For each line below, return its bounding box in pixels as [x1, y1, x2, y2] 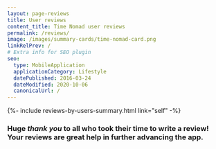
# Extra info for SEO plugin [7, 49, 91, 56]
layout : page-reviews [7, 10, 70, 17]
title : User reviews [7, 17, 67, 24]
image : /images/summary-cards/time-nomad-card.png [7, 36, 156, 43]
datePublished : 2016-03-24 [13, 74, 91, 82]
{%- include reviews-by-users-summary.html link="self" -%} [7, 107, 181, 115]
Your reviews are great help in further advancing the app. [7, 132, 204, 142]
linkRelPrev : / [7, 42, 51, 49]
